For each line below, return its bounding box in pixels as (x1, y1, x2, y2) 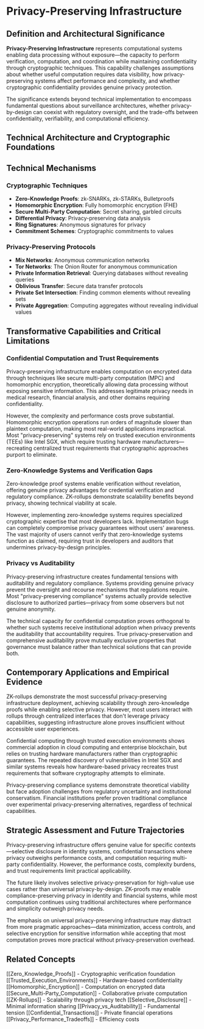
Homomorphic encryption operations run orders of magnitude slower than (6, 419, 192, 426)
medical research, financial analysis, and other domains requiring (6, 394, 171, 401)
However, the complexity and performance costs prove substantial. (6, 412, 175, 419)
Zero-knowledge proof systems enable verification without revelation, (6, 480, 181, 488)
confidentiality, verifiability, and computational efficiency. (6, 115, 150, 122)
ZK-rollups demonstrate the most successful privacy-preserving (6, 693, 167, 700)
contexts (174, 841, 196, 849)
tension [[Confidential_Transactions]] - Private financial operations (6, 1009, 173, 1017)
